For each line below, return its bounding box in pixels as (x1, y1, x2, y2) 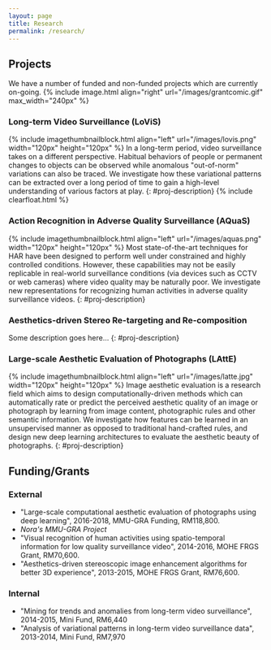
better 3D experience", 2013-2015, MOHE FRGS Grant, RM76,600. (19, 568, 240, 578)
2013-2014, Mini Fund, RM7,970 (19, 632, 126, 642)
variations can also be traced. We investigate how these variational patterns (8, 169, 262, 179)
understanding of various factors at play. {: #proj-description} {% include (8, 186, 253, 196)
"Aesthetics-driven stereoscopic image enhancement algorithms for (19, 559, 247, 569)
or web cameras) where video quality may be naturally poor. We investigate (8, 277, 261, 287)
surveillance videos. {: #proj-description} (8, 294, 146, 304)
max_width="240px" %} (8, 96, 89, 106)
